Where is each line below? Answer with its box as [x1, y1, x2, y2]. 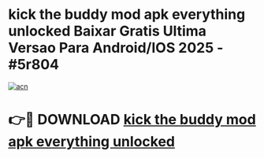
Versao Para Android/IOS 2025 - [8, 39, 224, 57]
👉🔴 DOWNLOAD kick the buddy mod [8, 111, 256, 129]
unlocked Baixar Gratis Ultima [8, 22, 207, 40]
